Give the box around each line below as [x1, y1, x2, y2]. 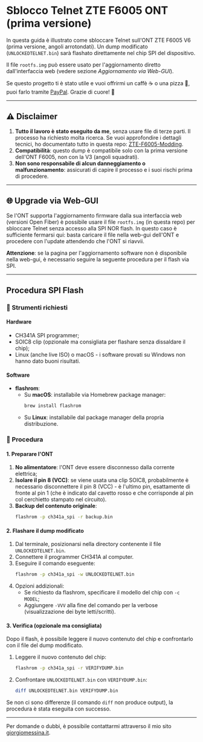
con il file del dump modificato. [6, 642, 83, 649]
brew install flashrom [24, 403, 82, 409]
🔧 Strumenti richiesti [6, 303, 68, 311]
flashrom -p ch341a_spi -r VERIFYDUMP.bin [14, 665, 124, 671]
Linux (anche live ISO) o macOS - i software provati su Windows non [14, 351, 186, 359]
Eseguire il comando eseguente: [14, 560, 95, 567]
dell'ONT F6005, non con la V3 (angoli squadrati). [14, 153, 140, 160]
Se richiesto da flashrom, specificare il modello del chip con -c [24, 589, 180, 596]
